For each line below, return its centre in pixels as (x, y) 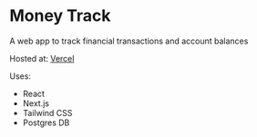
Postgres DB (46, 122)
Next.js (36, 103)
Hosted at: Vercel (42, 58)
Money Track (60, 16)
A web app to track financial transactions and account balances (129, 41)
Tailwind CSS (47, 113)
